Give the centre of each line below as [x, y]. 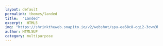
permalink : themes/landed [31, 14]
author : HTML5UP [21, 32]
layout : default [21, 9]
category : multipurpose [29, 36]
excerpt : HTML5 [21, 23]
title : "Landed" [23, 18]
